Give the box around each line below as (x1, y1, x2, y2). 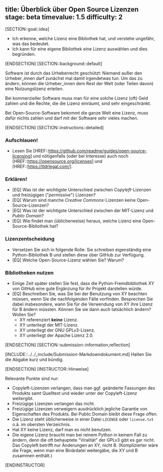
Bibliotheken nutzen (5, 269, 54, 276)
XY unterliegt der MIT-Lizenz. (19, 322, 79, 328)
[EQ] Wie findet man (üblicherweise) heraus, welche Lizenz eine (12, 218, 142, 224)
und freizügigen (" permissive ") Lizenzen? (12, 192, 96, 198)
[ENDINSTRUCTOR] (5, 462, 45, 468)
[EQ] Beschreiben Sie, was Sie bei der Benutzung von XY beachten (12, 291, 147, 297)
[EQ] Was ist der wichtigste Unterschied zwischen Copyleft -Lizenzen (12, 187, 151, 193)
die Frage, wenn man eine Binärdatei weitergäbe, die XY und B (12, 448, 138, 453)
